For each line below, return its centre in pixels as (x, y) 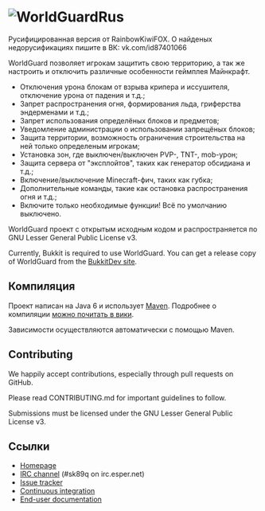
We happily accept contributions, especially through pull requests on (121, 373)
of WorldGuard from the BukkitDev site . (73, 261)
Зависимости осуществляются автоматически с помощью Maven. (121, 330)
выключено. (41, 213)
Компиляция (42, 287)
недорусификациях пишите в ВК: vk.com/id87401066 (97, 47)
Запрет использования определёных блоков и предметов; (119, 120)
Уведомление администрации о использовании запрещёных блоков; (137, 129)
